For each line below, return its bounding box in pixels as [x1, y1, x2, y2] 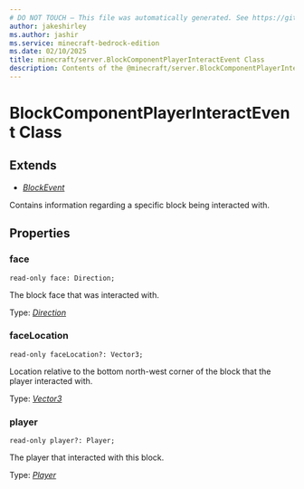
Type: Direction [9, 307, 67, 318]
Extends [9, 158, 57, 173]
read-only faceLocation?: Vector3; [9, 350, 144, 359]
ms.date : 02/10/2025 [9, 47, 88, 56]
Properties [9, 225, 71, 241]
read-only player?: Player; [9, 436, 116, 446]
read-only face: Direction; [9, 273, 116, 283]
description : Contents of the [9, 64, 124, 73]
